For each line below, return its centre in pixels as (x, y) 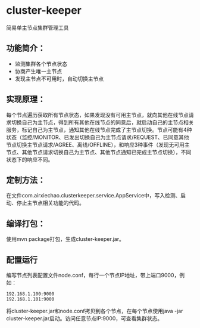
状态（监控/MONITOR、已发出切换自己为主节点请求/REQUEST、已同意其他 (98, 137)
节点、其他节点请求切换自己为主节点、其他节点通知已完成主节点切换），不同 (99, 152)
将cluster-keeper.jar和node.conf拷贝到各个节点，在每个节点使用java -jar (95, 311)
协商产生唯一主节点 (38, 71)
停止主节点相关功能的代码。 (50, 203)
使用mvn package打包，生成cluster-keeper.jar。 (65, 239)
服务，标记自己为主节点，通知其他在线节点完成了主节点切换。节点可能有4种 (99, 129)
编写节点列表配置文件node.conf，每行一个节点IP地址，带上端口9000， (93, 275)
